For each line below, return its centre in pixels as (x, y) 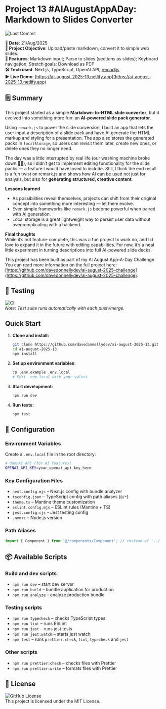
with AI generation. (31, 214)
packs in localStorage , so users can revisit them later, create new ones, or (81, 143)
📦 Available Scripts (36, 557)
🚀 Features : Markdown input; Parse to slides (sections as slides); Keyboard (82, 58)
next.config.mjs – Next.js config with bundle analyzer (67, 492)
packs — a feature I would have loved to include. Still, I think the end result (81, 168)
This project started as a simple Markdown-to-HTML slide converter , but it (82, 112)
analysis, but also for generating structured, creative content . (69, 179)
